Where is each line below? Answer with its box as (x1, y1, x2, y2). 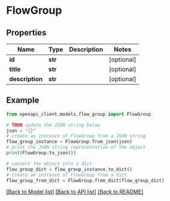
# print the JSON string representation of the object (6, 145, 146, 151)
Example (6, 95, 40, 106)
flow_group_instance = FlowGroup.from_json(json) (6, 139, 133, 145)
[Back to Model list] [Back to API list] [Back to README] (6, 188, 144, 196)
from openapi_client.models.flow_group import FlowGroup (6, 111, 151, 117)
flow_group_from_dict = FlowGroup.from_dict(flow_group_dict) (6, 178, 165, 184)
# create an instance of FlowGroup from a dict (6, 172, 127, 178)
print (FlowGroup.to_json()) (6, 150, 77, 156)
